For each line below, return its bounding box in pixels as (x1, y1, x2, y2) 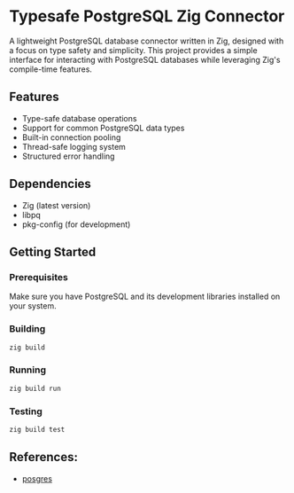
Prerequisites (9, 270, 68, 283)
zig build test (9, 425, 66, 434)
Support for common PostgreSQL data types (21, 122, 185, 133)
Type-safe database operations (21, 113, 137, 123)
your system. (9, 301, 58, 311)
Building (9, 323, 46, 335)
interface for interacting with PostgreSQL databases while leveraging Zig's (9, 54, 281, 65)
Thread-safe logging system (21, 141, 127, 152)
